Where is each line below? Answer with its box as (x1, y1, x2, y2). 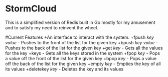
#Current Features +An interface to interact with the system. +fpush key (5, 34, 154, 40)
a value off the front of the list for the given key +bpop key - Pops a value (5, 55, 157, 61)
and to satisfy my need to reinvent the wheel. (5, 24, 99, 30)
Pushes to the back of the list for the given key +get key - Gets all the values (5, 45, 163, 51)
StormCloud (5, 3, 57, 14)
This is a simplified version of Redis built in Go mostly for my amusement (5, 19, 155, 25)
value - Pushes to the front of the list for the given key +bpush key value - (5, 39, 158, 45)
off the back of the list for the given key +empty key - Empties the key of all (5, 61, 161, 67)
